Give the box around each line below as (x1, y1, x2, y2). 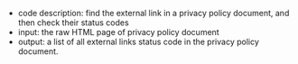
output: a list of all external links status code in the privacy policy (17, 36, 260, 47)
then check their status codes (17, 17, 129, 28)
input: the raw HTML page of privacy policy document (17, 27, 219, 37)
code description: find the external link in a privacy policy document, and (17, 8, 290, 18)
